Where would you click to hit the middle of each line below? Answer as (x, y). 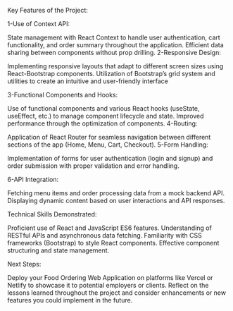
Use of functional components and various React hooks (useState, (103, 108)
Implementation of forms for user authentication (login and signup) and (110, 158)
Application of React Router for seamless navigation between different (109, 137)
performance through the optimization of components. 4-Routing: (102, 123)
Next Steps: (24, 264)
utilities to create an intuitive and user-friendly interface (88, 81)
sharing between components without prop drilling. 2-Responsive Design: (114, 53)
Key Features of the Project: (48, 10)
